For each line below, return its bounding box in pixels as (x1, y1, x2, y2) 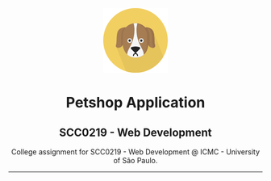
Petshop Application (65, 94, 206, 112)
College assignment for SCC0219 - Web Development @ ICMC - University (10, 147, 261, 157)
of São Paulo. (113, 156, 158, 165)
